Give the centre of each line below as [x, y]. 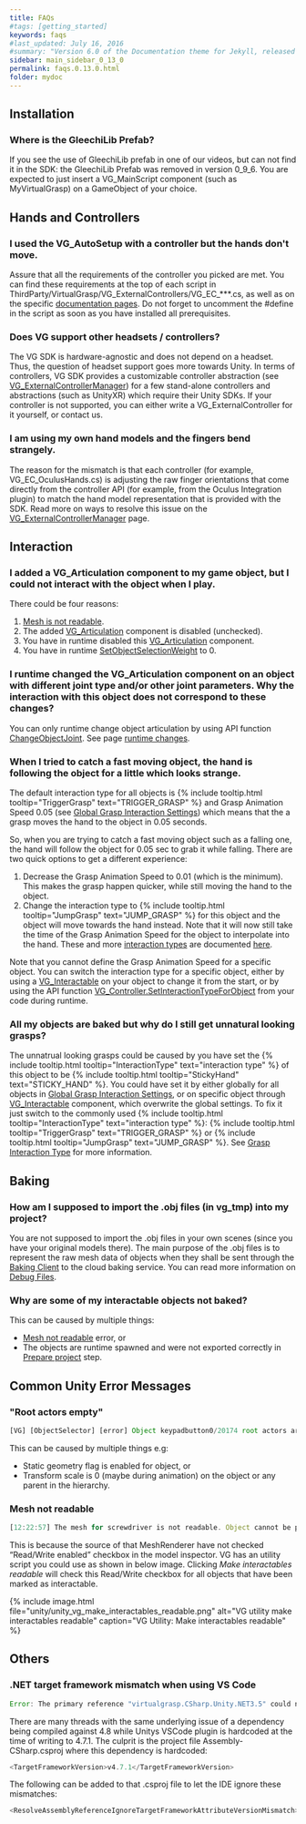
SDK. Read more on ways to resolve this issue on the [108, 508]
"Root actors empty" [56, 1411]
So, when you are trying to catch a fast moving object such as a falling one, [151, 840]
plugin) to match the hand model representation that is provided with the [145, 498]
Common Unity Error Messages [100, 1386]
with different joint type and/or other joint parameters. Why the [152, 686]
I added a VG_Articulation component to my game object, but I [149, 573]
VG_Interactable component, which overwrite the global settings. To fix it [146, 1104]
